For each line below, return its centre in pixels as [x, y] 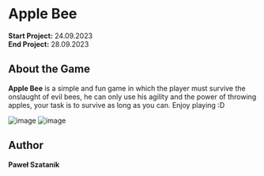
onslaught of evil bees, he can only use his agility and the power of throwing [132, 97]
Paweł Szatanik [34, 164]
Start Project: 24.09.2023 [51, 36]
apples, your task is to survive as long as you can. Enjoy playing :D [117, 105]
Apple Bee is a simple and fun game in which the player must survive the [127, 88]
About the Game [49, 69]
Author [26, 145]
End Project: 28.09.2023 [49, 44]
